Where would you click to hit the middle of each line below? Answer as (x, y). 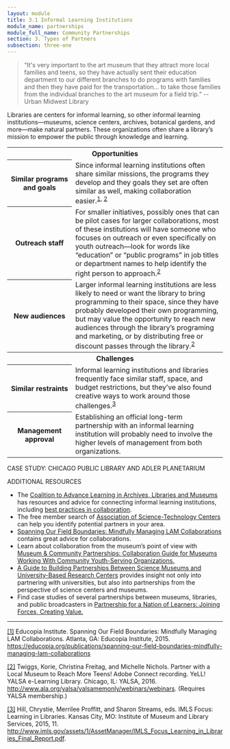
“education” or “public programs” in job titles (147, 255)
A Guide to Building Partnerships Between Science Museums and (109, 568)
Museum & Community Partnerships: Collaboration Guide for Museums (117, 553)
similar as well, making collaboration (133, 191)
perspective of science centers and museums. (82, 590)
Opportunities (115, 154)
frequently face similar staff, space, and (139, 379)
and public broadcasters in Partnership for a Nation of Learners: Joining (118, 605)
